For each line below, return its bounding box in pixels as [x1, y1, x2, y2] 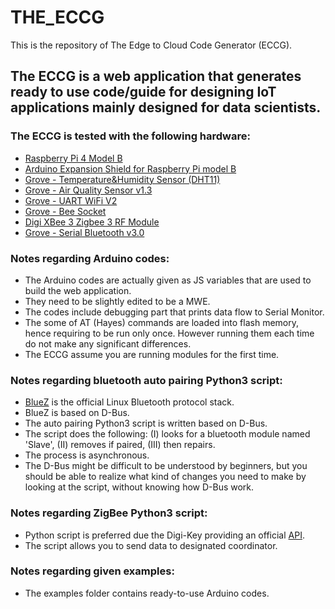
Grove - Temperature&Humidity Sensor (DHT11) [24, 173, 221, 185]
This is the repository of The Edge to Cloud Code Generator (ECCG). [10, 39, 293, 51]
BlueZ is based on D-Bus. [24, 407, 130, 419]
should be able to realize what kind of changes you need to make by [24, 471, 307, 483]
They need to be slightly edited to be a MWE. [24, 295, 211, 307]
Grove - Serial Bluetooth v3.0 [24, 226, 145, 238]
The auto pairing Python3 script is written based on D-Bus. [24, 417, 268, 430]
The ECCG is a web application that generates [10, 68, 302, 85]
